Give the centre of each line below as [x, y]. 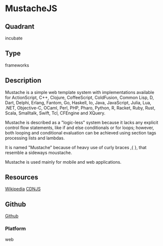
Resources [22, 178]
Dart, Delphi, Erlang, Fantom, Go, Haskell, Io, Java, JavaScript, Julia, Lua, [78, 102]
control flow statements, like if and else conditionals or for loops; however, [80, 128]
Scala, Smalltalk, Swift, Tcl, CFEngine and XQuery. [55, 113]
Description [23, 81]
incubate [14, 38]
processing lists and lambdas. [35, 138]
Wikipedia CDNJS [23, 189]
